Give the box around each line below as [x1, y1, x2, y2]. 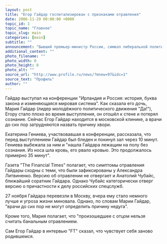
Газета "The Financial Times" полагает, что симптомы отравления [5, 162, 145, 168]
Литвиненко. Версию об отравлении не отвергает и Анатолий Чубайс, [5, 172, 155, 178]
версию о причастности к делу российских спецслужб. [5, 183, 124, 189]
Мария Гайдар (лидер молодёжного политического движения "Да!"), [5, 106, 153, 112]
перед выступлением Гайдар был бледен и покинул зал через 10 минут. [5, 136, 159, 142]
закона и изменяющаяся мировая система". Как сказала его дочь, [5, 100, 147, 106]
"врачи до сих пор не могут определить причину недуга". [5, 203, 128, 209]
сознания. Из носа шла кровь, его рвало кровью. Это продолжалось [5, 147, 152, 153]
